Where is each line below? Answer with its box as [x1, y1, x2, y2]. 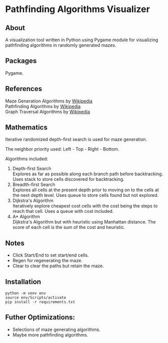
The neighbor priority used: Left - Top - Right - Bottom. [5, 146, 120, 152]
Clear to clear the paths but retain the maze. [12, 263, 104, 269]
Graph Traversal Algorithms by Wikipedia [5, 108, 91, 115]
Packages [5, 57, 37, 65]
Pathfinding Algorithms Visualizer [5, 4, 150, 15]
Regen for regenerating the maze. [12, 258, 83, 264]
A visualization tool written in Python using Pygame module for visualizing [5, 37, 158, 43]
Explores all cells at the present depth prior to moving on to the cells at [12, 187, 159, 193]
